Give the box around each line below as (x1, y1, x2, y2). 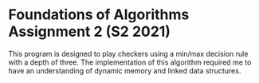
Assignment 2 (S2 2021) (8, 22, 171, 41)
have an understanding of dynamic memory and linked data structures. (8, 65, 241, 75)
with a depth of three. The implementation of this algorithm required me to (8, 57, 252, 67)
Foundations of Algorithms (8, 6, 190, 24)
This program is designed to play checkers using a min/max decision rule (8, 49, 249, 58)
